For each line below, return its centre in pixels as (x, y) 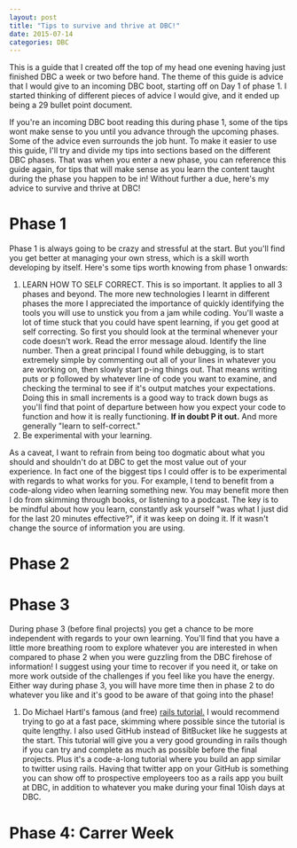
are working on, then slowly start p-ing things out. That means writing (149, 370)
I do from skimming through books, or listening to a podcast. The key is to (144, 500)
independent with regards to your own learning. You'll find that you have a (145, 639)
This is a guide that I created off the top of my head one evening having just (147, 67)
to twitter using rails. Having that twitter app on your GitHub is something (155, 769)
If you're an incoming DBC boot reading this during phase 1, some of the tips (148, 122)
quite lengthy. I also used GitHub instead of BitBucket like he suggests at (155, 731)
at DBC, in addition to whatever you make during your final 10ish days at (153, 788)
